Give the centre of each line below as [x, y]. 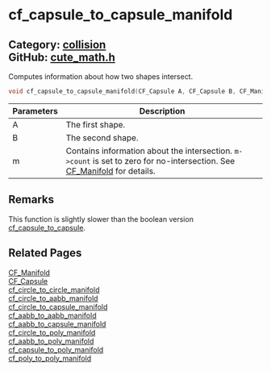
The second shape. [102, 137]
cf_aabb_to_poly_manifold [51, 341]
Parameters [35, 110]
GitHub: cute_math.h [62, 57]
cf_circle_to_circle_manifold [54, 290]
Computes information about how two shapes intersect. [101, 77]
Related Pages [45, 253]
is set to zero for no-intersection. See [164, 160]
